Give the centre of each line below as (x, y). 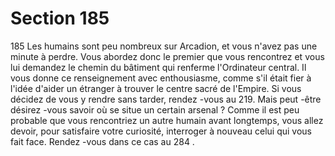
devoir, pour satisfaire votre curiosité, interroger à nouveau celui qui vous (161, 131)
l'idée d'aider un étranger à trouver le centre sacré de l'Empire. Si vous (156, 88)
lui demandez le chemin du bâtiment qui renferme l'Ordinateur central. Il (158, 67)
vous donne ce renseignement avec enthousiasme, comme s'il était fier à (161, 78)
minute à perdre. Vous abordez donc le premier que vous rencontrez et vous (167, 56)
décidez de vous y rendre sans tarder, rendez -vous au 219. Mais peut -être (166, 99)
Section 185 (60, 18)
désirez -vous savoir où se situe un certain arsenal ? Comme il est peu (155, 109)
